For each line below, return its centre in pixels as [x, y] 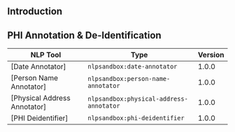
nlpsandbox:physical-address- [138, 99]
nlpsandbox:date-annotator [132, 67]
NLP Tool [46, 55]
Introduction [35, 12]
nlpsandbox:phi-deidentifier [136, 118]
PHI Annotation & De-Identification [85, 35]
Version [211, 55]
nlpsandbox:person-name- [129, 79]
